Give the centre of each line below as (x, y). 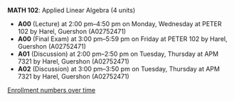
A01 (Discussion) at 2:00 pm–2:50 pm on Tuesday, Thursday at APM (118, 54)
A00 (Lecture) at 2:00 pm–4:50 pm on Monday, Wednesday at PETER (119, 24)
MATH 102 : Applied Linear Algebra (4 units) (71, 10)
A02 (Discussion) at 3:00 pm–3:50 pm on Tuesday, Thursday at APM (119, 69)
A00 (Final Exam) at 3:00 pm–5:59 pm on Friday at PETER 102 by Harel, (122, 39)
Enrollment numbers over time (52, 90)
